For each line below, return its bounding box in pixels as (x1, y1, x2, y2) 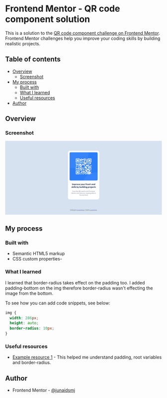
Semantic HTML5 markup (12, 251, 65, 257)
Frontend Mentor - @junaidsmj (12, 387, 76, 394)
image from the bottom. (5, 290, 54, 296)
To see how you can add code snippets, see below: (5, 300, 110, 306)
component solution (5, 13, 90, 25)
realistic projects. (5, 40, 41, 46)
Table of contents (5, 55, 61, 64)
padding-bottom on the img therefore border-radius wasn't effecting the (5, 285, 153, 291)
